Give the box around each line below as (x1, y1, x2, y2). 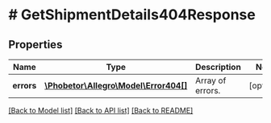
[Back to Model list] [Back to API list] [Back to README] (8, 106, 194, 115)
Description (194, 62, 242, 72)
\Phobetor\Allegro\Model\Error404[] (44, 80, 188, 91)
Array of (194, 75, 227, 86)
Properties (8, 38, 63, 51)
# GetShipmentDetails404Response (8, 6, 256, 24)
